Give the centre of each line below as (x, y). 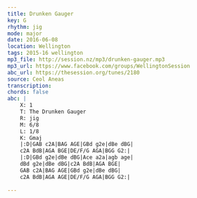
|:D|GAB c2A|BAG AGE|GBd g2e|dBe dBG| (77, 145)
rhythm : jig (25, 27)
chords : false (28, 92)
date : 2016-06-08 (33, 40)
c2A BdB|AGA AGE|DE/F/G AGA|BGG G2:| (75, 177)
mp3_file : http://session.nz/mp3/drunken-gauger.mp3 (86, 60)
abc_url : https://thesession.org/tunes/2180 (74, 72)
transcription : (30, 86)
